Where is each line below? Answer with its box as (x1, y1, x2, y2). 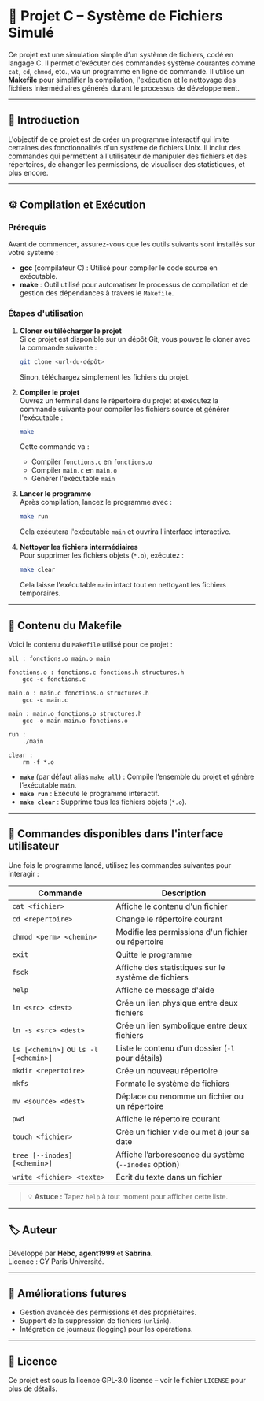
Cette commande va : (19, 442, 90, 451)
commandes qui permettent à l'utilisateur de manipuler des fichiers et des (8, 151, 247, 161)
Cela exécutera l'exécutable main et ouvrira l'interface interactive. (19, 527, 232, 536)
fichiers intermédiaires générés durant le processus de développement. (8, 83, 240, 93)
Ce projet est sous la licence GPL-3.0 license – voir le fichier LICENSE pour (8, 1376, 246, 1385)
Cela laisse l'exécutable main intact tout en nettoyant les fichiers (19, 580, 226, 590)
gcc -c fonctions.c (22, 676, 86, 684)
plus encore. (8, 168, 49, 177)
